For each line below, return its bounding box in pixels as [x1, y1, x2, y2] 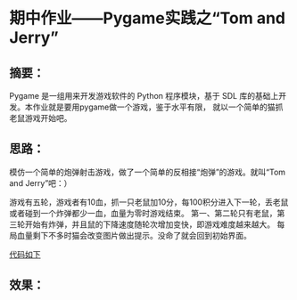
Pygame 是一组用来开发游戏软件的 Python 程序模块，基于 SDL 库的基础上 [9, 91, 279, 101]
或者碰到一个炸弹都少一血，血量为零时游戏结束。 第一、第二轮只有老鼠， [9, 207, 277, 218]
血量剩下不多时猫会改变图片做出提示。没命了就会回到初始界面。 [16, 230, 252, 240]
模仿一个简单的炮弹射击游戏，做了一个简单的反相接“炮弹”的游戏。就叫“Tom [9, 166, 286, 177]
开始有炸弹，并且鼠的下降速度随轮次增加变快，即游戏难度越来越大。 [24, 219, 275, 230]
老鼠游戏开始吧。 [9, 113, 72, 123]
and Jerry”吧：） [9, 177, 72, 188]
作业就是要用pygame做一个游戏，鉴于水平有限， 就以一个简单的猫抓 [32, 101, 284, 112]
